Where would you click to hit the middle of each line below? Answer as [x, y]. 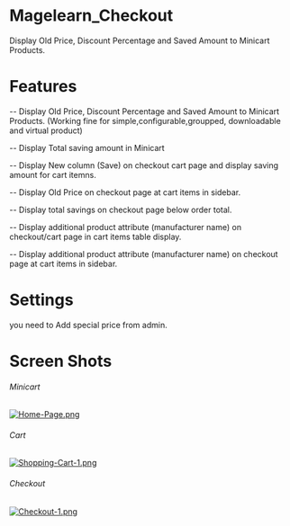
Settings [41, 300]
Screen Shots [61, 361]
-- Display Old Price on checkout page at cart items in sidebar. [125, 192]
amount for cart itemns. [53, 174]
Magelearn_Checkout [91, 16]
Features [43, 87]
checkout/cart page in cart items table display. [95, 236]
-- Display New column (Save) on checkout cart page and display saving [144, 165]
